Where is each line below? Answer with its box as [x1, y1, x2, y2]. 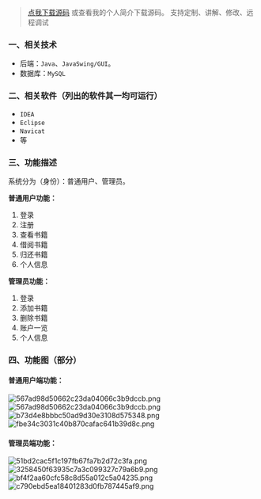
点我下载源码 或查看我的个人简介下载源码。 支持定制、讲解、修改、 [27, 8, 247, 17]
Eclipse [19, 119, 45, 127]
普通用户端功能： [8, 375, 64, 385]
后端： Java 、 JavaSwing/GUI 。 [19, 59, 115, 68]
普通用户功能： [8, 193, 57, 203]
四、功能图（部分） [8, 354, 81, 365]
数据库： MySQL [19, 69, 66, 78]
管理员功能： [8, 276, 50, 286]
